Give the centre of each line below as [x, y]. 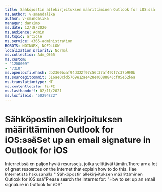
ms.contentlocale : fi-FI [30, 86]
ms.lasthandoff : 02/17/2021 [33, 91]
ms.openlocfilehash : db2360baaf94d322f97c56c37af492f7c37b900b [70, 73]
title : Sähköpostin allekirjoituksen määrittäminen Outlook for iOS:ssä [80, 9]
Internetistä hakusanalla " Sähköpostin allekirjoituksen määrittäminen [74, 174]
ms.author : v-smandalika [30, 14]
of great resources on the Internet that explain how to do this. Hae [71, 169]
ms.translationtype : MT [29, 82]
